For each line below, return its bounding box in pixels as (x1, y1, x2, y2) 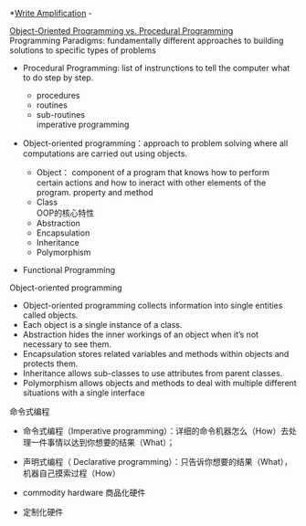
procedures (36, 90, 80, 100)
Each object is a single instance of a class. (22, 320, 183, 330)
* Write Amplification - (9, 8, 93, 18)
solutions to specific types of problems (9, 45, 157, 56)
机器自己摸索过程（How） (22, 468, 121, 479)
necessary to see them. (22, 339, 112, 350)
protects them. (22, 358, 79, 369)
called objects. (22, 310, 79, 321)
